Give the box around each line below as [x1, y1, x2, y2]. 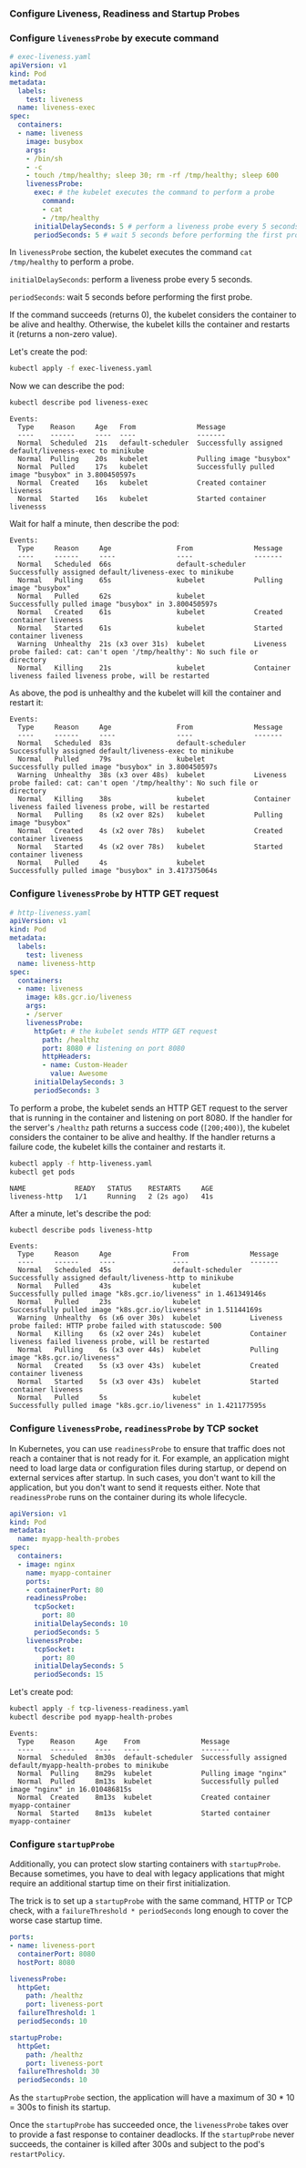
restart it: [9, 697, 44, 708]
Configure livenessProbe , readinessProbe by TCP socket [9, 1423, 259, 1435]
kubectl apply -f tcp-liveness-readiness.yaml [9, 1704, 189, 1713]
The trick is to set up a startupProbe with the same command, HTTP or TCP [9, 1896, 293, 1906]
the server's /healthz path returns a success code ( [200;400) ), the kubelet [9, 1122, 291, 1133]
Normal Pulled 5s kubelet [17, 1393, 202, 1403]
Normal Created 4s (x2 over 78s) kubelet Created [17, 827, 283, 836]
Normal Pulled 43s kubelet [17, 1281, 202, 1291]
